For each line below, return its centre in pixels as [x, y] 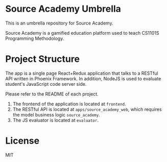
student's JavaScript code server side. [46, 84]
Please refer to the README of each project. [52, 94]
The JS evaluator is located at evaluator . [55, 120]
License [22, 141]
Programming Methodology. [35, 38]
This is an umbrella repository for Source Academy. [59, 23]
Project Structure [43, 59]
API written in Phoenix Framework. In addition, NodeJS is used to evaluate [83, 78]
